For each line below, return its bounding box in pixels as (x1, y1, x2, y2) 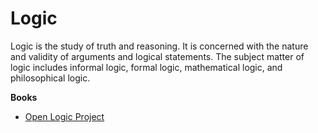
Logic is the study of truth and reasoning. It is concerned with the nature (10, 40, 309, 52)
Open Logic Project (24, 110, 105, 122)
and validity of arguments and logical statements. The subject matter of (10, 50, 305, 62)
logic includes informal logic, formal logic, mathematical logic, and (10, 61, 283, 73)
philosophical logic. (10, 72, 91, 84)
